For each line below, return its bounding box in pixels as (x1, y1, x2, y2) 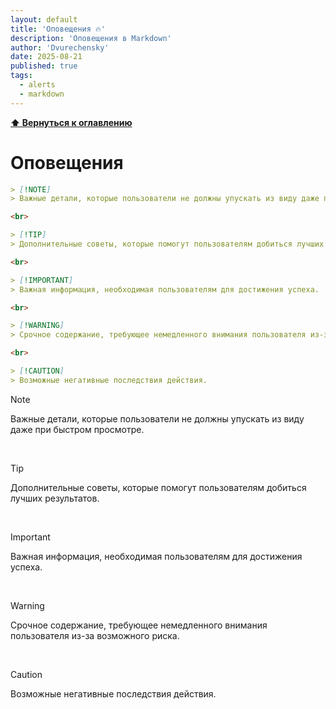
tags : (10, 71, 33, 81)
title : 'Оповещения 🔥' (10, 24, 106, 34)
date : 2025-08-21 (10, 52, 83, 62)
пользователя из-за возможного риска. (10, 629, 180, 641)
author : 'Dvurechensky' (10, 42, 110, 53)
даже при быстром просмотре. (10, 423, 145, 435)
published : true (10, 61, 78, 71)
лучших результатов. (10, 492, 100, 504)
